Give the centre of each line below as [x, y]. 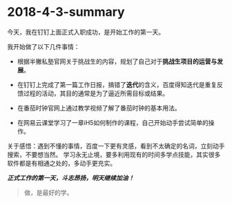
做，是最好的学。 [48, 192]
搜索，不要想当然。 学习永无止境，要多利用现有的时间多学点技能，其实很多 [114, 154]
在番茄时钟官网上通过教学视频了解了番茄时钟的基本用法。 [99, 108]
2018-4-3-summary [66, 12]
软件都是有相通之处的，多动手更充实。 [61, 163]
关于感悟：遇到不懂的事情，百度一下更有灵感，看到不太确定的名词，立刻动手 [116, 146]
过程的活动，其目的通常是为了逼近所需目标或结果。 [96, 93]
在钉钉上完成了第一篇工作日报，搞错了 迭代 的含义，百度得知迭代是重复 [117, 84]
